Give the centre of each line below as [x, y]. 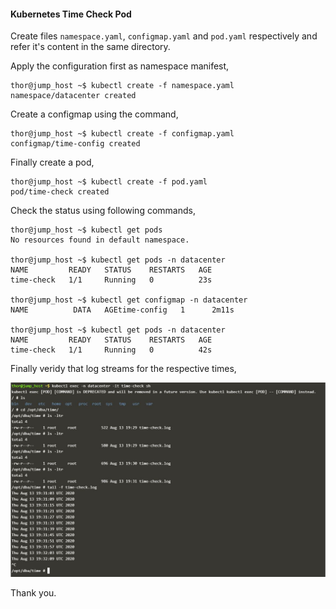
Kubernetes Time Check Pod [71, 14]
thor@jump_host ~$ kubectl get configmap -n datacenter [129, 300]
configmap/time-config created [75, 144]
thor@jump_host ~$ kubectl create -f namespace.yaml [122, 86]
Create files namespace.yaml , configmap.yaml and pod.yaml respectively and [164, 36]
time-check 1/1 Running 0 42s [111, 350]
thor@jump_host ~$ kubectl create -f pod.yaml [109, 182]
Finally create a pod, [52, 162]
